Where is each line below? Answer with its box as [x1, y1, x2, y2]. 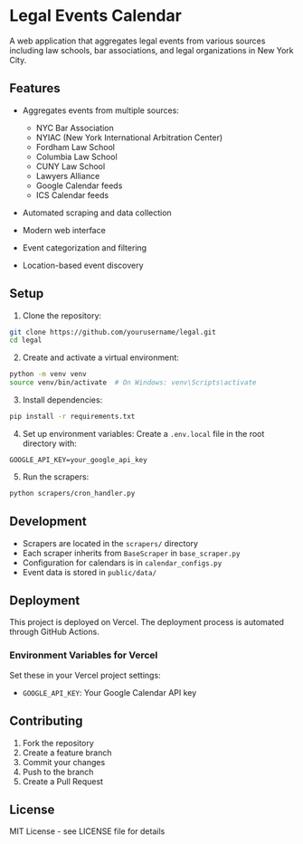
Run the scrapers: [22, 471, 90, 482]
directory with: [22, 438, 77, 449]
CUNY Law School [35, 160, 106, 172]
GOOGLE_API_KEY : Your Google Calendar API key [22, 687, 197, 697]
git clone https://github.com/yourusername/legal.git [9, 327, 217, 337]
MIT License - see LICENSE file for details [9, 826, 166, 837]
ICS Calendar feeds [35, 189, 109, 200]
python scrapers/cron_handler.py [9, 488, 136, 498]
